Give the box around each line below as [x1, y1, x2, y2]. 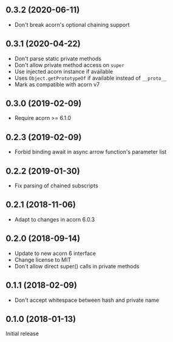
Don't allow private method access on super [14, 61, 125, 69]
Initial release [5, 330, 39, 337]
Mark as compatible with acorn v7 [14, 80, 100, 88]
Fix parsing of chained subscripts [14, 182, 98, 189]
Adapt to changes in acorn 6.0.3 [14, 215, 95, 223]
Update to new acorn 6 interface [14, 250, 97, 257]
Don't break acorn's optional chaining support [14, 21, 130, 28]
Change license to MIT [14, 256, 72, 263]
